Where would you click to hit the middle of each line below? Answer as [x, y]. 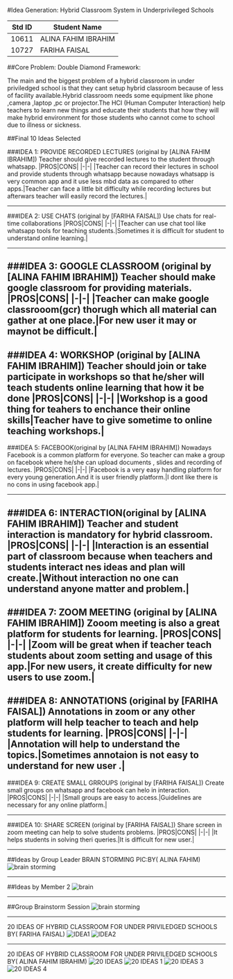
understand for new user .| [66, 766]
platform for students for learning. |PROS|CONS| [114, 634]
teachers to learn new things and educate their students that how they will [113, 110]
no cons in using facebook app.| [53, 484]
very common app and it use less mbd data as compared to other [101, 181]
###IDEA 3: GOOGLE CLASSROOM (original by [109, 266]
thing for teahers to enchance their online [99, 409]
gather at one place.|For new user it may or [102, 321]
